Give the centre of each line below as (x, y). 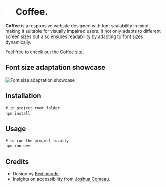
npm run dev (18, 146)
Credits (17, 161)
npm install (18, 113)
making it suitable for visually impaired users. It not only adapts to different (83, 31)
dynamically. (18, 42)
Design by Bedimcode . (36, 174)
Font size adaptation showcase (55, 68)
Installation (23, 96)
